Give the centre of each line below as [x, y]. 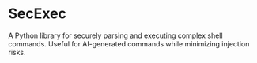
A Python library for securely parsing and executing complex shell [115, 35]
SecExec [38, 14]
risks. [17, 52]
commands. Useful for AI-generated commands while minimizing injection [129, 43]
